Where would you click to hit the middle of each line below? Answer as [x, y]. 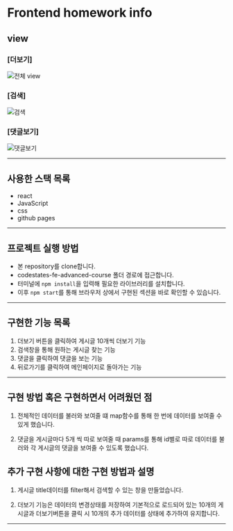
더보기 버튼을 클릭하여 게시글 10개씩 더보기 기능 [81, 341]
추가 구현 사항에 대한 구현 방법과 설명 [81, 472]
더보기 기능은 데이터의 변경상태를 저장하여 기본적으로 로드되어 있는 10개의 [116, 505]
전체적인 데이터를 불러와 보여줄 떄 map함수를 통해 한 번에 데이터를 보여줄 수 [120, 416]
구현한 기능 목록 [39, 323]
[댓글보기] [23, 132]
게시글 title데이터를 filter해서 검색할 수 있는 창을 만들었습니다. [100, 490]
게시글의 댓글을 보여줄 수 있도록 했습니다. [93, 448]
